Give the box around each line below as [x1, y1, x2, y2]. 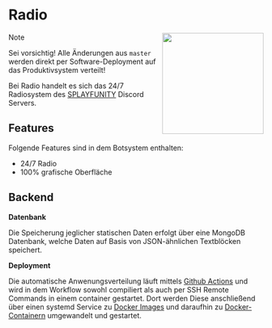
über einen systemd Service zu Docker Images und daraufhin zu [8, 301, 223, 312]
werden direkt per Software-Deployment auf [8, 57, 156, 66]
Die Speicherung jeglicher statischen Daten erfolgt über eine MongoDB [8, 228, 245, 238]
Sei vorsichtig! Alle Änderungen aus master [8, 48, 151, 57]
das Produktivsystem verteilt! [8, 65, 106, 74]
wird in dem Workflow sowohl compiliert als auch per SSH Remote [8, 284, 229, 294]
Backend [8, 191, 54, 204]
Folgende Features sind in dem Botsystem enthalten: [8, 143, 184, 153]
